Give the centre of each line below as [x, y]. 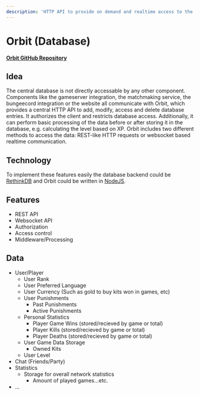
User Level [37, 355]
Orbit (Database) [48, 41]
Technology [29, 160]
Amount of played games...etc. [70, 380]
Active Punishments [57, 310]
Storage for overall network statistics [69, 374]
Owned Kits [47, 348]
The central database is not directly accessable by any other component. [96, 91]
